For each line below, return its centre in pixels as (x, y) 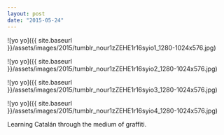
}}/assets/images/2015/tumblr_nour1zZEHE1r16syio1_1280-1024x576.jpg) (112, 48)
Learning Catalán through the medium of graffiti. (77, 124)
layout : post (26, 14)
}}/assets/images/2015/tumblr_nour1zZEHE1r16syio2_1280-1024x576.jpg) (113, 69)
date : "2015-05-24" (36, 20)
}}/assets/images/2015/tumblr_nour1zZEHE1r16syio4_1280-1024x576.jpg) (113, 111)
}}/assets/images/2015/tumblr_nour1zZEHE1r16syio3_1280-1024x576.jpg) (113, 90)
